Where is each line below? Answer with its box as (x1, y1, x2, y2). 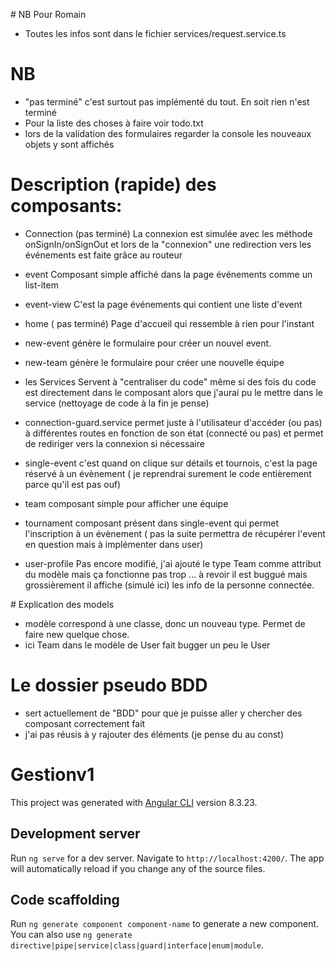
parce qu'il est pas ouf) (24, 478, 122, 490)
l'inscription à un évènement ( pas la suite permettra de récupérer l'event (24, 527, 326, 539)
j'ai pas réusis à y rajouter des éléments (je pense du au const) (24, 728, 285, 740)
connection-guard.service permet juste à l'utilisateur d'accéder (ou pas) (24, 416, 323, 428)
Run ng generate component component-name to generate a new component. (10, 918, 320, 930)
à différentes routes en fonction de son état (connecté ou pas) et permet (24, 427, 324, 439)
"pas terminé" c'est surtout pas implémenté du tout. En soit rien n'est (24, 95, 310, 108)
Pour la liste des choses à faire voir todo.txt (24, 117, 204, 129)
